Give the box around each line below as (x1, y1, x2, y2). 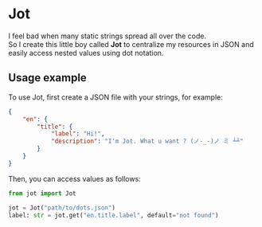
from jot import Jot (8, 189, 77, 198)
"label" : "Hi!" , (50, 130, 105, 138)
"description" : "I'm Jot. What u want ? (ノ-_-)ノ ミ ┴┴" (50, 137, 244, 146)
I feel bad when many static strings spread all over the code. (8, 31, 207, 41)
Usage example (8, 71, 88, 84)
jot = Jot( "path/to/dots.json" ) (8, 204, 115, 212)
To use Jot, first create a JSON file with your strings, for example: (8, 92, 223, 102)
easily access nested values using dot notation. (8, 48, 164, 57)
